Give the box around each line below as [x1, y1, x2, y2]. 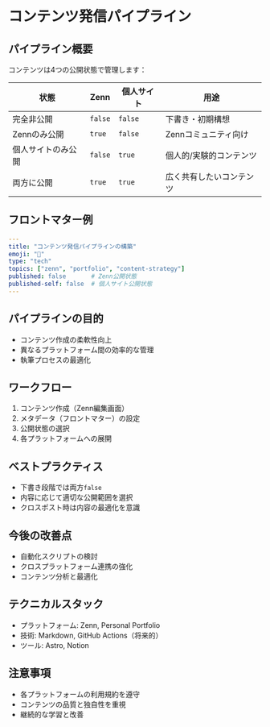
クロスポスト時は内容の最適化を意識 [19, 503, 141, 513]
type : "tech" [8, 257, 52, 266]
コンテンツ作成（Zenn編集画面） [19, 404, 129, 413]
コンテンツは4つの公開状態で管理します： [8, 65, 147, 74]
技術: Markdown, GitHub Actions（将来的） [19, 630, 163, 640]
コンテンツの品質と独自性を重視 [19, 699, 126, 709]
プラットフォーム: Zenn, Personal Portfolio [19, 620, 161, 629]
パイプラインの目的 [8, 312, 104, 326]
